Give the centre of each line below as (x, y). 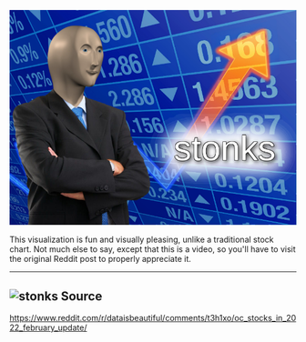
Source (82, 296)
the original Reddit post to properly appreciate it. (100, 259)
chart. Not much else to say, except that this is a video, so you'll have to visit (153, 249)
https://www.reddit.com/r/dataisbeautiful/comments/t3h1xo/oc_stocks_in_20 (153, 317)
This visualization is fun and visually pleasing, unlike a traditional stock (142, 240)
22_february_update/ (48, 327)
